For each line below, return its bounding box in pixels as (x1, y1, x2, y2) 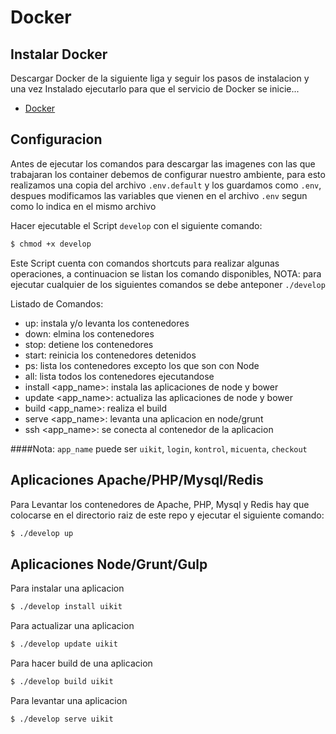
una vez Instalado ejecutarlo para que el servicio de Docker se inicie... (10, 83, 300, 95)
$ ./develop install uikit (10, 602, 123, 612)
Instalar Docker (10, 46, 108, 63)
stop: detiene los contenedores (24, 338, 154, 350)
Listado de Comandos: (10, 297, 104, 310)
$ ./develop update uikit (10, 639, 118, 650)
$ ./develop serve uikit (10, 714, 114, 724)
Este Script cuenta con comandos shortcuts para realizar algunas (10, 257, 280, 269)
